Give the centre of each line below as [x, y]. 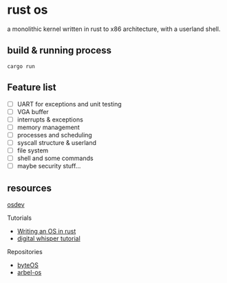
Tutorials [20, 218]
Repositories [25, 251]
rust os [28, 10]
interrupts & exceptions [50, 120]
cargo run [21, 66]
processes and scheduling [55, 135]
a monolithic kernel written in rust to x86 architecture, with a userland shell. [114, 29]
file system [33, 150]
